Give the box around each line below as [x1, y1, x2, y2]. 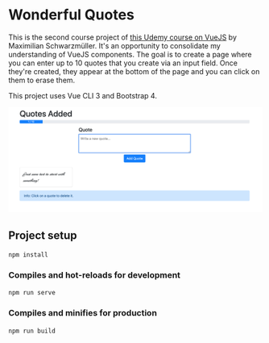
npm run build [8, 327, 56, 335]
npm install [8, 250, 48, 259]
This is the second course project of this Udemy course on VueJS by [8, 32, 238, 42]
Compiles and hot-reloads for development [8, 269, 181, 280]
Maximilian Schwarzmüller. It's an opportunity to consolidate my [8, 40, 221, 50]
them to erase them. [8, 75, 76, 85]
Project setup [8, 228, 78, 242]
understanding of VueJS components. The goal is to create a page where [8, 49, 252, 59]
